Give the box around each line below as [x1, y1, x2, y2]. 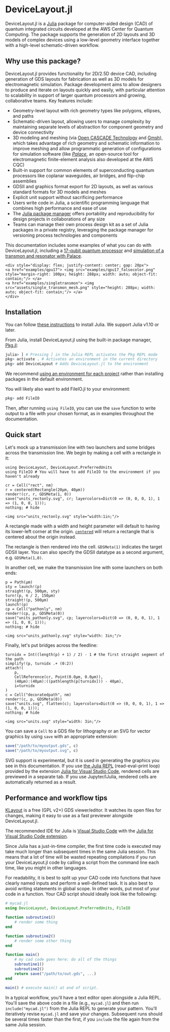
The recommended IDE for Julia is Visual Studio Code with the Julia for [5, 828, 154, 834]
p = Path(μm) [5, 580, 33, 585]
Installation [5, 308, 42, 317]
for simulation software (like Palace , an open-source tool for [12, 150, 139, 157]
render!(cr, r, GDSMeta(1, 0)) [5, 491, 72, 497]
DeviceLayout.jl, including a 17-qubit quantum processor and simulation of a [5, 247, 164, 254]
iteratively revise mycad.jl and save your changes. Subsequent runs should [5, 1011, 163, 1017]
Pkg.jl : [5, 342, 18, 348]
